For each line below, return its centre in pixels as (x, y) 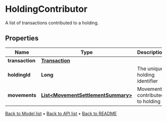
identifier (147, 81)
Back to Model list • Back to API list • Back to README (61, 113)
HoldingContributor (46, 9)
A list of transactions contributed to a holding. (52, 23)
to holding (149, 101)
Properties (22, 38)
